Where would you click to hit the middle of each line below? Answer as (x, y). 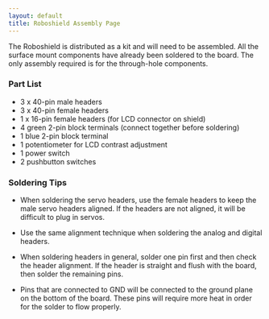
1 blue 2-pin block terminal (64, 136)
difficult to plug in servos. (62, 217)
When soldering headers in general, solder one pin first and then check (138, 257)
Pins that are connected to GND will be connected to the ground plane (137, 290)
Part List (25, 84)
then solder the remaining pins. (71, 274)
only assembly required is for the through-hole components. (108, 63)
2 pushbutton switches (58, 161)
